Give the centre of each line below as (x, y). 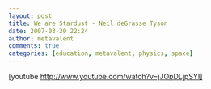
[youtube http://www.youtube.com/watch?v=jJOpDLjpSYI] (105, 76)
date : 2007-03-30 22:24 (49, 31)
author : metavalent (41, 38)
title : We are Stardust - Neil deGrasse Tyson (88, 23)
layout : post (30, 16)
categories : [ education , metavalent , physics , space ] (101, 53)
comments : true (34, 46)
